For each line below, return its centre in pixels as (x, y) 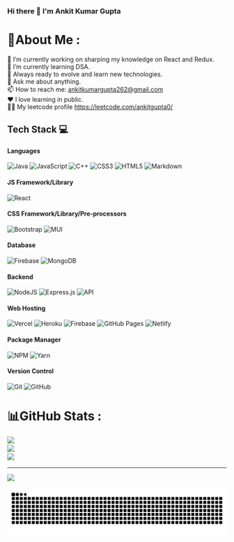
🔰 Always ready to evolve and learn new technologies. (85, 74)
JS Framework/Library (40, 182)
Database (22, 245)
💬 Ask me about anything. (44, 81)
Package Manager (34, 340)
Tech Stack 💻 (38, 129)
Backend (20, 277)
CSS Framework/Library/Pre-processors (67, 214)
